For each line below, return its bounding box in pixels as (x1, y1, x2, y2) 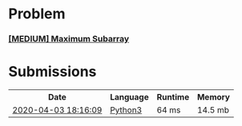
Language (109, 92, 150, 103)
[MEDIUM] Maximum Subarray (8, 33, 130, 45)
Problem (8, 5, 66, 23)
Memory (196, 92, 231, 103)
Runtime (156, 92, 190, 103)
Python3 (109, 104, 143, 116)
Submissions (8, 63, 97, 81)
